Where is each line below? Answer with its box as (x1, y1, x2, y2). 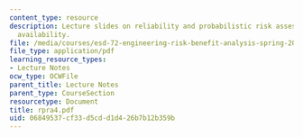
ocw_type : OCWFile (9, 72, 78, 81)
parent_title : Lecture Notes (9, 80, 119, 89)
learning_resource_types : (9, 55, 106, 64)
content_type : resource (9, 13, 99, 23)
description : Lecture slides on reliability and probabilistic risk (9, 22, 272, 31)
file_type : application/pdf (9, 47, 115, 56)
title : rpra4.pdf (9, 105, 75, 114)
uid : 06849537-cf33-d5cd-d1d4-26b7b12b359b (9, 114, 176, 123)
